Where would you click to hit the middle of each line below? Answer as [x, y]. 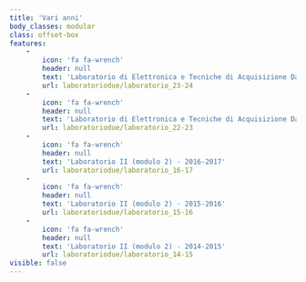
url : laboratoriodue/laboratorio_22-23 [118, 128]
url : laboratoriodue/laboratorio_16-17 [118, 170]
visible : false [38, 263]
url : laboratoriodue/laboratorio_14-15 [118, 255]
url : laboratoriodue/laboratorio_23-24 [118, 86]
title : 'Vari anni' [46, 18]
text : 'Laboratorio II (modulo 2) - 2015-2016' [134, 204]
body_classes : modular [52, 26]
